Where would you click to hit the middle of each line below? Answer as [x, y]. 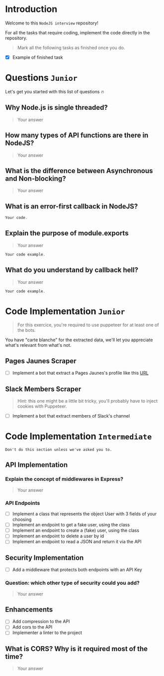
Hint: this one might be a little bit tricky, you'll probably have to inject [87, 401]
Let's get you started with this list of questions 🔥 [55, 91]
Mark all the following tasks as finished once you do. [71, 47]
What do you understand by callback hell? [72, 270]
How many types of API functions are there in [77, 135]
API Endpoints [23, 503]
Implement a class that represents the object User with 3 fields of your [84, 514]
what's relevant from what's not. [38, 345]
